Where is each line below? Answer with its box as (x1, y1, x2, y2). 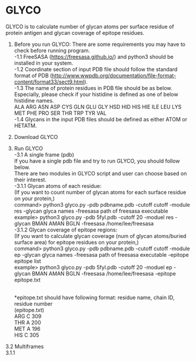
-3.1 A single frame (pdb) (14, 151, 75, 158)
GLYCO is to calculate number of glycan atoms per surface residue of (5, 23, 174, 30)
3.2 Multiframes (5, 343, 44, 350)
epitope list (14, 257, 42, 264)
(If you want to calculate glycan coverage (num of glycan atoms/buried (14, 232, 187, 239)
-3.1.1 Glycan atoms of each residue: (14, 182, 102, 189)
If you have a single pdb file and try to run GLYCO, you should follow (14, 157, 180, 164)
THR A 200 (14, 319, 41, 326)
